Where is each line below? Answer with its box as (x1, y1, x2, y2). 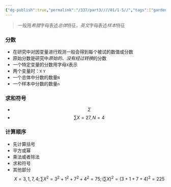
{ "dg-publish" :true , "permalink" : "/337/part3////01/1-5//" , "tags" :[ (5, 7, 152, 13)
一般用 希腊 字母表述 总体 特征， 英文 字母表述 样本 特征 (17, 22, 125, 28)
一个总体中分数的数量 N (12, 74, 60, 80)
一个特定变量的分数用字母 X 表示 (12, 61, 78, 67)
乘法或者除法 (12, 154, 40, 160)
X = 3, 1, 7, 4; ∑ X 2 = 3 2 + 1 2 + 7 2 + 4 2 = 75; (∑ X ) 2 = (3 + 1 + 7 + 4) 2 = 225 (14, 175, 165, 182)
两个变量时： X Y (12, 67, 46, 74)
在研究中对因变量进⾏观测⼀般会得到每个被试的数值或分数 (12, 49, 133, 55)
